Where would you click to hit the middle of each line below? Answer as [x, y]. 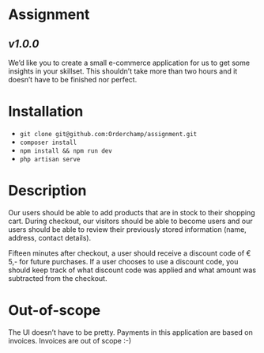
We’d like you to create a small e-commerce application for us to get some [129, 63]
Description [47, 191]
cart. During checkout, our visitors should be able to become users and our [130, 221]
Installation [46, 112]
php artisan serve [50, 159]
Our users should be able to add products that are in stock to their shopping [132, 212]
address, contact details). [50, 237]
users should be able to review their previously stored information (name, [127, 229]
